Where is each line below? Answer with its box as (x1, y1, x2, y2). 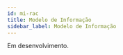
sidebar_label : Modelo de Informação (7, 23, 117, 30)
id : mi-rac (7, 10, 39, 17)
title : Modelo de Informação (7, 16, 92, 23)
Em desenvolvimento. (7, 42, 69, 50)
